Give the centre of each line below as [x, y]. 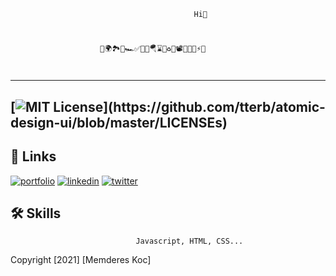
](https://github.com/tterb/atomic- [214, 106]
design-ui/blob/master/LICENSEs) [119, 122]
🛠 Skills [36, 213]
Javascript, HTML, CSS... [189, 241]
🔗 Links [33, 156]
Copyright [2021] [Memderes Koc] [81, 260]
